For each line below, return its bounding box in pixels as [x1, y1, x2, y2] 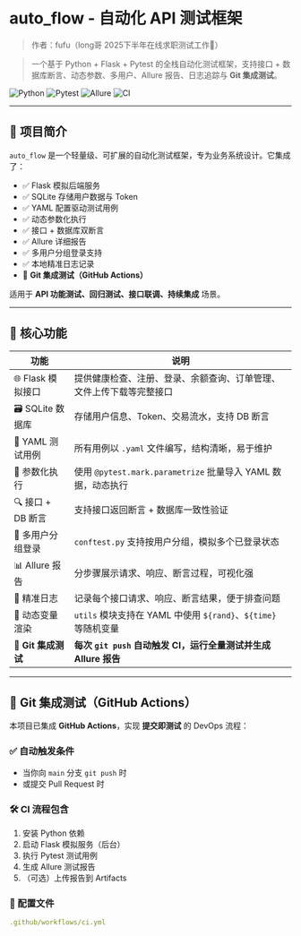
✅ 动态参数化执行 [21, 213, 87, 224]
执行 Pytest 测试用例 [21, 850, 99, 861]
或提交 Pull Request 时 [21, 778, 105, 789]
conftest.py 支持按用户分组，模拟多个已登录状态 [73, 535, 280, 547]
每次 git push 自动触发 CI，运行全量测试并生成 [73, 639, 271, 651]
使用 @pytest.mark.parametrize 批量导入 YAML [73, 465, 271, 477]
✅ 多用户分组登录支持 [21, 247, 103, 258]
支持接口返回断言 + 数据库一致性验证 [73, 503, 228, 516]
